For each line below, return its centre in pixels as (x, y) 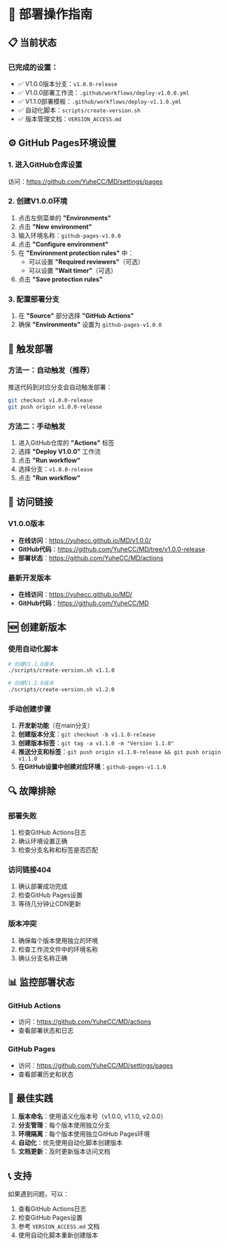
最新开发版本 (30, 578)
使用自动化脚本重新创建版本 (58, 1235)
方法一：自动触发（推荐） (51, 370)
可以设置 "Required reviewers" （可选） (86, 262)
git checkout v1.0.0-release (50, 400)
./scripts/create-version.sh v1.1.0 (61, 670)
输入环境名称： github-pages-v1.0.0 (69, 235)
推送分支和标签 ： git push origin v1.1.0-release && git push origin (119, 752)
